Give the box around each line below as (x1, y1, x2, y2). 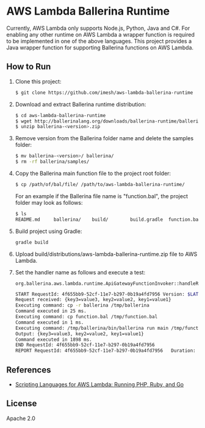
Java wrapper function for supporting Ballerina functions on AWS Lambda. (6, 44, 194, 51)
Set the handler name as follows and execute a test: (15, 268, 145, 276)
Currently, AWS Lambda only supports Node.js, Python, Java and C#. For (6, 24, 190, 32)
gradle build (15, 239, 49, 245)
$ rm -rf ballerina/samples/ (15, 159, 90, 165)
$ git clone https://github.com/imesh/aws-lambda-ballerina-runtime (15, 90, 193, 96)
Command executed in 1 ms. (15, 319, 84, 326)
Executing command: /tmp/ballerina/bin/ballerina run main (15, 325, 169, 331)
